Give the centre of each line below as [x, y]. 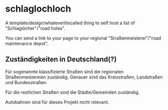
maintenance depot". [27, 43]
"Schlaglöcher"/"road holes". [35, 28]
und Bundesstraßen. [26, 82]
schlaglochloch [38, 9]
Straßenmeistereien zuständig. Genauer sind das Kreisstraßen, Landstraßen [84, 77]
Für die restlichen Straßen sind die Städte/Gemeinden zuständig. [72, 92]
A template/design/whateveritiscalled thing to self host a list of [70, 23]
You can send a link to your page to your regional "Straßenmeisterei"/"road [83, 38]
